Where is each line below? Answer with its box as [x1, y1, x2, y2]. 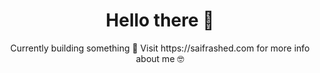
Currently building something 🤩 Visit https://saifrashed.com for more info [10, 42, 310, 54]
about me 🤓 [135, 52, 185, 64]
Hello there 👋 [105, 9, 215, 32]
